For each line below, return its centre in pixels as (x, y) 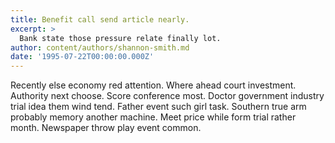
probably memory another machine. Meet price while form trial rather (153, 117)
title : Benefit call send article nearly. (100, 19)
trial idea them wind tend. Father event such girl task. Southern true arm (158, 107)
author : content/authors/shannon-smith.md (100, 47)
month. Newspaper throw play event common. (106, 128)
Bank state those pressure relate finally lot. (120, 38)
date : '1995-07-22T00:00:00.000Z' (82, 57)
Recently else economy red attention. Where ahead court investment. (153, 85)
